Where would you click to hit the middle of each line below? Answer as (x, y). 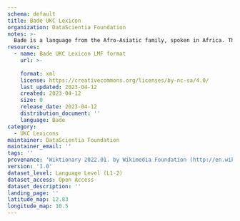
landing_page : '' (33, 193)
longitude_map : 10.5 (38, 206)
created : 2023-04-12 (51, 93)
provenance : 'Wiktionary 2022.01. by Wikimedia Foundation (97, 160)
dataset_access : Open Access (51, 180)
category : (22, 127)
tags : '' (20, 153)
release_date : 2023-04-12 (59, 107)
